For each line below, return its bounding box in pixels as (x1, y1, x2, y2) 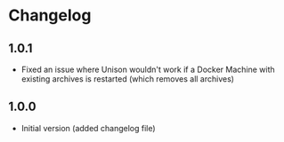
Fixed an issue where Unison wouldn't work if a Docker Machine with (20, 64, 275, 75)
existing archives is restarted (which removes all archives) (20, 74, 235, 84)
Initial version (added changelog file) (20, 122, 157, 133)
